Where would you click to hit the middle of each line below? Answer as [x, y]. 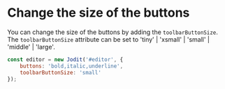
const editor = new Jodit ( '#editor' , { [65, 59]
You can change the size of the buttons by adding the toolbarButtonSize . [113, 32]
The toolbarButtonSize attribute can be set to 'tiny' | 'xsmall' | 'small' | [108, 39]
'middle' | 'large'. [31, 47]
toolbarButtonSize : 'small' [60, 72]
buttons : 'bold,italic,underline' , [72, 66]
